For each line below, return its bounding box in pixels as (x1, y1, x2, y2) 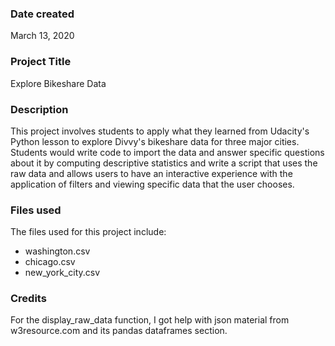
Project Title (10, 55, 72, 69)
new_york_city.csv (24, 267, 101, 279)
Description (10, 102, 69, 116)
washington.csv (24, 245, 91, 257)
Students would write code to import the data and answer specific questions (10, 146, 325, 158)
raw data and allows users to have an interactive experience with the (10, 167, 293, 179)
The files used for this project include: (10, 226, 167, 238)
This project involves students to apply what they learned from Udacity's (10, 125, 310, 137)
